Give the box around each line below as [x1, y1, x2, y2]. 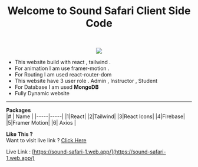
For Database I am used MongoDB [14, 83, 99, 91]
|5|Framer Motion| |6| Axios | [6, 119, 77, 126]
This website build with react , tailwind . [14, 58, 111, 65]
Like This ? [6, 131, 34, 138]
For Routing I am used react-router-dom [14, 71, 112, 78]
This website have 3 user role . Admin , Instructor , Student [14, 77, 158, 84]
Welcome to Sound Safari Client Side [7, 4, 191, 18]
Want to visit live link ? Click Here [6, 136, 87, 143]
